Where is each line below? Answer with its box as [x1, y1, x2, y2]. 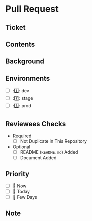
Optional [12, 144, 30, 150]
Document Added [20, 155, 57, 161]
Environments [5, 74, 50, 83]
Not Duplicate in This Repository [20, 138, 87, 144]
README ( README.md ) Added [20, 149, 78, 155]
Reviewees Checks [5, 119, 66, 128]
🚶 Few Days [12, 194, 37, 200]
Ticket [5, 23, 26, 32]
